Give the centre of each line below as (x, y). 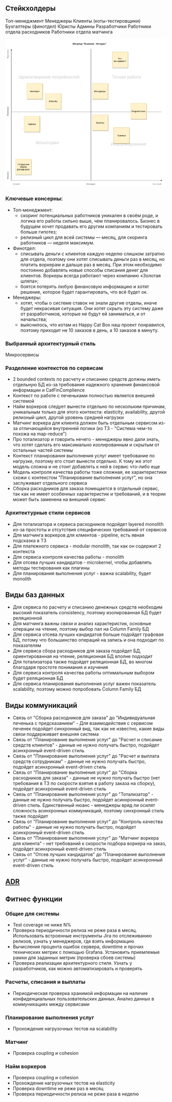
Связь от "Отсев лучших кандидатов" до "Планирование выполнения (89, 855)
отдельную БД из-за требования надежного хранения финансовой (86, 385)
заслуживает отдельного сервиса (50, 483)
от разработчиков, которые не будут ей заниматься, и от (83, 314)
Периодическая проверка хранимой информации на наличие (80, 993)
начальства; (34, 319)
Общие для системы (33, 914)
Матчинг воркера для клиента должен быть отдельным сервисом (85, 423)
